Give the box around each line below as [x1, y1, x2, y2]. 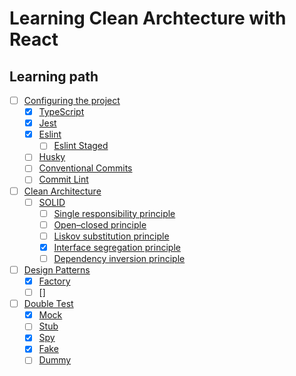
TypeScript [38, 106, 85, 118]
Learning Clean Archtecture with [9, 7, 287, 30]
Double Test [23, 298, 74, 310]
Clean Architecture [23, 185, 102, 197]
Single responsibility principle [53, 207, 176, 219]
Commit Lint [38, 173, 89, 186]
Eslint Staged [53, 140, 109, 152]
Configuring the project [23, 95, 121, 106]
